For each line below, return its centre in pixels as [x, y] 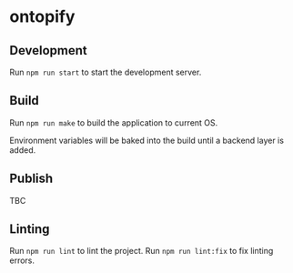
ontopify [42, 17]
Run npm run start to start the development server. [106, 72]
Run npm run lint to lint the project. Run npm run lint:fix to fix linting [141, 251]
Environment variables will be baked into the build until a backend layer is [147, 140]
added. [23, 150]
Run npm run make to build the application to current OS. [114, 122]
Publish [31, 179]
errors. [22, 260]
